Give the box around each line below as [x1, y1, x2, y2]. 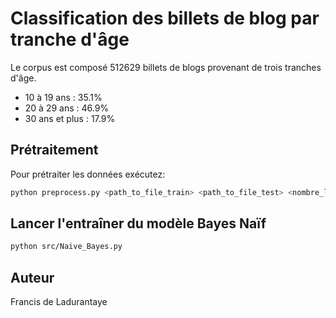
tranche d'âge [10, 28, 130, 51]
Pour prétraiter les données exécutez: [10, 168, 166, 180]
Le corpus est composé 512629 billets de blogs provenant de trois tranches [10, 61, 322, 73]
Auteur [10, 269, 55, 286]
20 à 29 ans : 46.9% [24, 102, 110, 114]
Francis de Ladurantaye [10, 296, 108, 308]
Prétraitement [10, 142, 99, 159]
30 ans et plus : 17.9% [24, 112, 116, 124]
